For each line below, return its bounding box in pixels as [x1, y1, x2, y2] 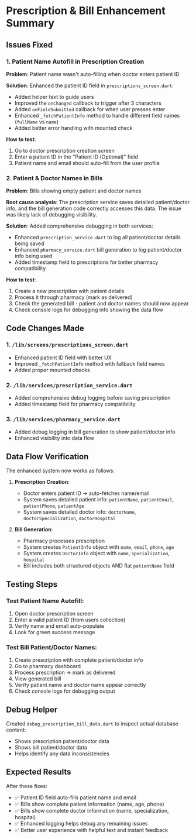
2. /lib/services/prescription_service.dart [6, 381, 133, 389]
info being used [14, 253, 53, 260]
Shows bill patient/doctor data [14, 744, 88, 751]
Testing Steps [6, 579, 58, 589]
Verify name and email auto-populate [14, 622, 104, 630]
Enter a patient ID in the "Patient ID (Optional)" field [14, 153, 139, 160]
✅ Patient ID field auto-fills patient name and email [14, 794, 136, 801]
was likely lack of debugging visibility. [6, 211, 98, 218]
